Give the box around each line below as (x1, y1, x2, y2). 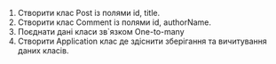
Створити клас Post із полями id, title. (17, 8, 161, 18)
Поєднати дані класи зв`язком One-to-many (17, 27, 185, 36)
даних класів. (17, 45, 69, 56)
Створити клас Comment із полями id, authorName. (17, 17, 211, 28)
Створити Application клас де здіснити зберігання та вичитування (17, 36, 268, 46)
